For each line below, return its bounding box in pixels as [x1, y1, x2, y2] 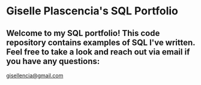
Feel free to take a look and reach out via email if [6, 47, 190, 57]
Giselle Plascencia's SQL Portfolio [6, 4, 179, 18]
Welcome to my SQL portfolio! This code [6, 28, 160, 38]
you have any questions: [6, 56, 100, 66]
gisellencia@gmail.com [6, 72, 64, 79]
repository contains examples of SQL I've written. [6, 37, 196, 47]
